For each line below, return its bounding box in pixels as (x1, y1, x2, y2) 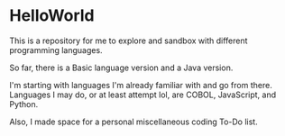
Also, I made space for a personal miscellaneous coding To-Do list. (9, 116, 259, 127)
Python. (9, 98, 39, 109)
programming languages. (9, 44, 103, 55)
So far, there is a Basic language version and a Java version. (9, 62, 234, 73)
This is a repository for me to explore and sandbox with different (9, 35, 248, 46)
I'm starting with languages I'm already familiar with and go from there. (9, 79, 272, 90)
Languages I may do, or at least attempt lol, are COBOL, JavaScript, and (9, 89, 277, 100)
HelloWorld (9, 5, 95, 26)
